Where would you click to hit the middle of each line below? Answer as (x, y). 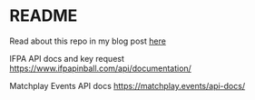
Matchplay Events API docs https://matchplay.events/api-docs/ (127, 85)
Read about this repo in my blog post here (88, 41)
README (44, 16)
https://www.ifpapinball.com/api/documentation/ (101, 68)
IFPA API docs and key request (67, 58)
